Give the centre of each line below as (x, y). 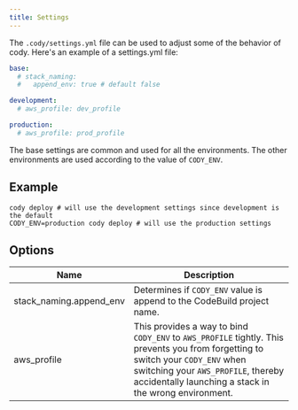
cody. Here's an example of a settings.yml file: (94, 52)
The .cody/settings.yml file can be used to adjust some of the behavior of (145, 43)
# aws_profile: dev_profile (69, 109)
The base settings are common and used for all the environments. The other (148, 150)
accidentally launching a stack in (201, 382)
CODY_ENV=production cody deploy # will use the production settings (141, 223)
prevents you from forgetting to (199, 349)
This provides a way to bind (191, 327)
